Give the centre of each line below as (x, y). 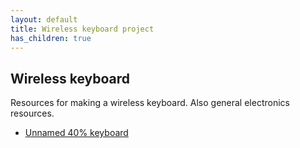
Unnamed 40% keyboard (76, 133)
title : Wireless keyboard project (82, 29)
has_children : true (51, 38)
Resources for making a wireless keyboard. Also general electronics (150, 103)
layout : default (44, 19)
